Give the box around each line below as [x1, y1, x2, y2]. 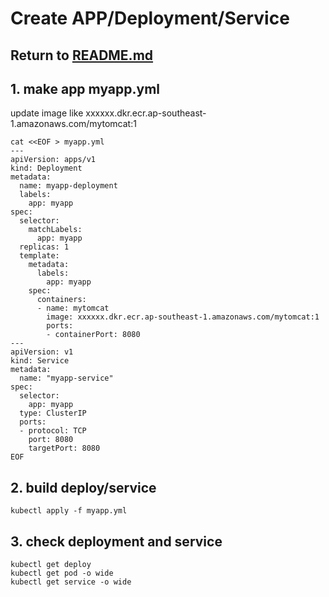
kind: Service [10, 356, 70, 366]
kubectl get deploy [10, 560, 92, 570]
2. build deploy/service [10, 479, 157, 496]
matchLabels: [28, 225, 83, 235]
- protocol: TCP [19, 426, 87, 436]
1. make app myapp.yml [10, 80, 161, 97]
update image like [10, 107, 84, 119]
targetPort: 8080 [28, 443, 101, 454]
